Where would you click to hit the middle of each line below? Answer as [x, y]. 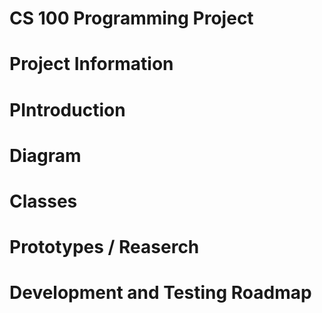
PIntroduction [67, 109]
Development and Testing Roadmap [160, 293]
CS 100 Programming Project [131, 18]
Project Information [91, 64]
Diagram [45, 155]
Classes [43, 201]
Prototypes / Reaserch [104, 247]
